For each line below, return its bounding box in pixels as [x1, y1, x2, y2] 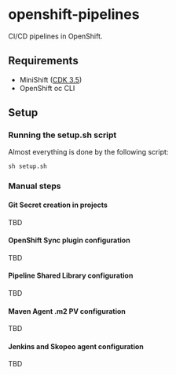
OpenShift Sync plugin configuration [8, 235, 131, 245]
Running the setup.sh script [8, 129, 117, 140]
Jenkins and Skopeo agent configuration [8, 341, 144, 351]
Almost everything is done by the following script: [8, 147, 169, 157]
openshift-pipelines [8, 5, 140, 24]
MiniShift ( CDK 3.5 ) [19, 75, 82, 84]
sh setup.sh [8, 162, 47, 170]
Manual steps [8, 180, 61, 191]
